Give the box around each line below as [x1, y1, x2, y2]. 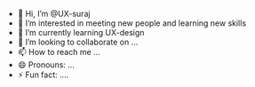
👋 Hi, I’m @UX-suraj [17, 9, 91, 19]
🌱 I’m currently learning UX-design [17, 28, 145, 37]
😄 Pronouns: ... [17, 59, 76, 70]
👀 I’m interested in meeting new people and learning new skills [17, 18, 247, 28]
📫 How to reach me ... [17, 47, 100, 57]
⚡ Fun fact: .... [17, 69, 69, 80]
